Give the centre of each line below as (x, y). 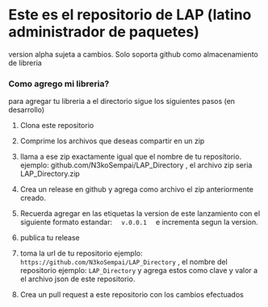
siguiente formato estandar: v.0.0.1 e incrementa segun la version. (139, 222)
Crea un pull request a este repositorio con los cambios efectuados (132, 295)
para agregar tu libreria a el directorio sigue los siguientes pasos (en (122, 102)
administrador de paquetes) (104, 32)
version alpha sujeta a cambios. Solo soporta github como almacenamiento (133, 54)
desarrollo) (27, 110)
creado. (33, 198)
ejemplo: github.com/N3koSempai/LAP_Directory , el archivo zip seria (136, 165)
